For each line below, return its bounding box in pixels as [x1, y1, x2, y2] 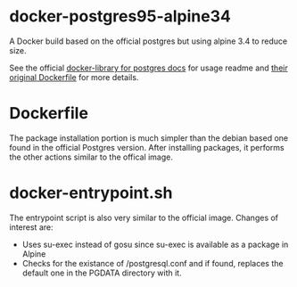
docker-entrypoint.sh [9, 183, 173, 203]
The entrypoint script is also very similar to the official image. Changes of [9, 212, 279, 223]
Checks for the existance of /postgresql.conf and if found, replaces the [21, 258, 284, 268]
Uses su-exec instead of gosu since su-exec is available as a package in [21, 239, 289, 250]
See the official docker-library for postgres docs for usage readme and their [9, 62, 288, 73]
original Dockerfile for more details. [9, 71, 139, 82]
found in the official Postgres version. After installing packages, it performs [9, 142, 285, 152]
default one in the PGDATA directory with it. [21, 267, 182, 278]
